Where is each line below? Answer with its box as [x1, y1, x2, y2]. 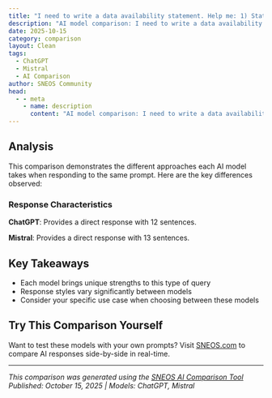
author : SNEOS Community [8, 79, 92, 88]
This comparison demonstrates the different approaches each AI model [8, 161, 247, 171]
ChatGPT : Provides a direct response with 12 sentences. [8, 217, 197, 227]
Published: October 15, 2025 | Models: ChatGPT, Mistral [8, 380, 195, 390]
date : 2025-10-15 [8, 27, 67, 35]
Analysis [8, 139, 54, 154]
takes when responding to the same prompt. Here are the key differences [8, 169, 253, 179]
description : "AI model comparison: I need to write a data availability [8, 19, 263, 28]
